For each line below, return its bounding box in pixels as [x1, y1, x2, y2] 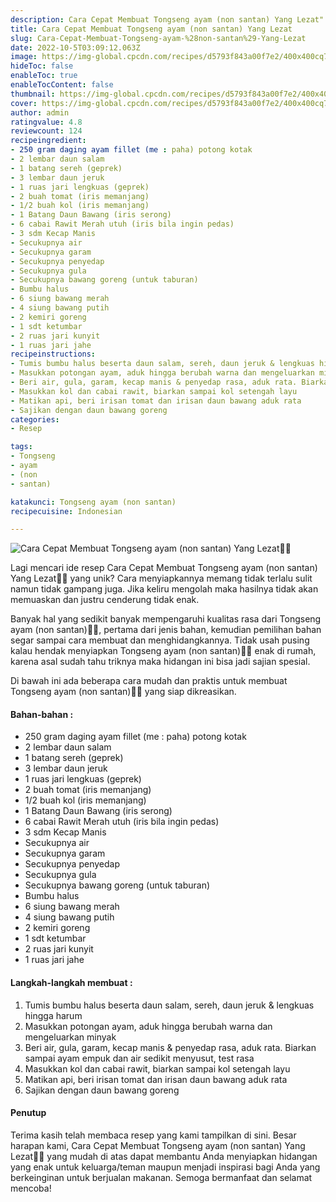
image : [10, 52, 38, 62]
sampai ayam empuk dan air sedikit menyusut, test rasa [24, 1052, 255, 1064]
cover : [10, 98, 38, 108]
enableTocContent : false [10, 80, 114, 90]
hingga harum [24, 1009, 83, 1021]
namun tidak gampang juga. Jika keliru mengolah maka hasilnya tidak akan [10, 583, 319, 595]
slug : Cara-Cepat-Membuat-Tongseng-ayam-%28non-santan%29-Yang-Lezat [10, 33, 307, 43]
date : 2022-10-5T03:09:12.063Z [10, 42, 141, 53]
